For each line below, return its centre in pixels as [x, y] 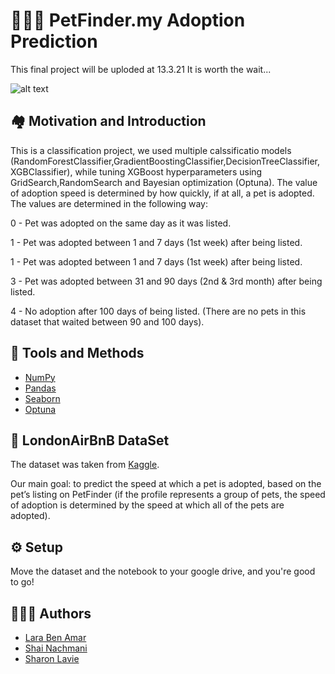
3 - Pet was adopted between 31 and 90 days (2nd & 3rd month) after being [166, 281]
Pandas [40, 388]
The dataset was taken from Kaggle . [85, 465]
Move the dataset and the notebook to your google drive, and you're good [163, 571]
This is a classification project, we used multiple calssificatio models [151, 150]
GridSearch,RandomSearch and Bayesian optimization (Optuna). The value [164, 182]
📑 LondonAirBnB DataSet [90, 440]
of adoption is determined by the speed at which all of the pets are [147, 505]
